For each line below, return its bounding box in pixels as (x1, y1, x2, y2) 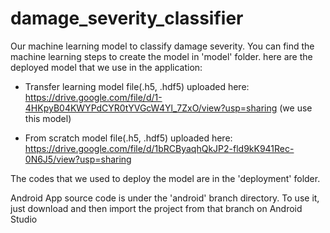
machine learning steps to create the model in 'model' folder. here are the (10, 50, 313, 62)
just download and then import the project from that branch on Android (10, 202, 303, 214)
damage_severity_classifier (10, 7, 244, 30)
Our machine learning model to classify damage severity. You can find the (10, 40, 315, 52)
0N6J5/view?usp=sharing (24, 153, 132, 165)
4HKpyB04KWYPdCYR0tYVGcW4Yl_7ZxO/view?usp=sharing (24, 102, 278, 114)
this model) (24, 112, 72, 124)
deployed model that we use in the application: (10, 61, 203, 73)
